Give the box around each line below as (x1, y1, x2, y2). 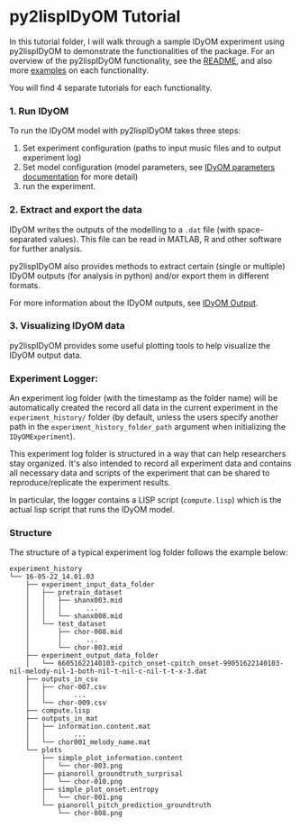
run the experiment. (22, 181, 96, 192)
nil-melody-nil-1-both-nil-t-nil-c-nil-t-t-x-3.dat (9, 667, 207, 677)
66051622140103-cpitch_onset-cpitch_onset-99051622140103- (57, 659, 284, 668)
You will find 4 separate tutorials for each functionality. (9, 82, 213, 93)
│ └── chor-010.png (41, 777, 123, 786)
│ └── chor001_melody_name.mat (25, 738, 151, 747)
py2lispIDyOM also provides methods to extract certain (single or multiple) (9, 260, 286, 271)
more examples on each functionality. (9, 65, 150, 76)
